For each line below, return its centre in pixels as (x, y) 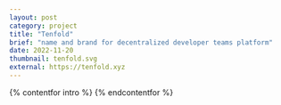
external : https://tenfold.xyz (67, 68)
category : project (43, 26)
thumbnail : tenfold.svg (54, 59)
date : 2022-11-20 (41, 51)
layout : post (33, 17)
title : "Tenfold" (41, 34)
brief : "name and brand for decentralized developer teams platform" (141, 42)
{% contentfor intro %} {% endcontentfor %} (91, 92)
